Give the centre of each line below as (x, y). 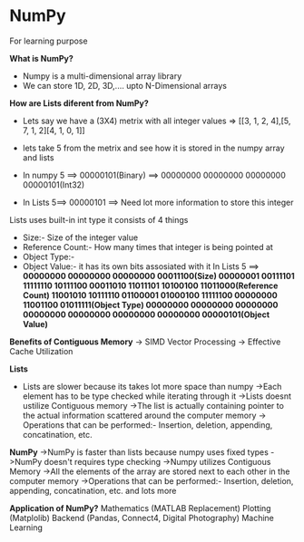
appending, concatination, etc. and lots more (93, 490)
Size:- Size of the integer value (80, 237)
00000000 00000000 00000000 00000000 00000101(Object (146, 315)
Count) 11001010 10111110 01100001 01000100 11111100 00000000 (150, 295)
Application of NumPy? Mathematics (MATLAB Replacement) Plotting (140, 508)
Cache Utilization (41, 351)
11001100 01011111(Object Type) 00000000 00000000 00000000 (150, 305)
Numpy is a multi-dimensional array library (102, 76)
